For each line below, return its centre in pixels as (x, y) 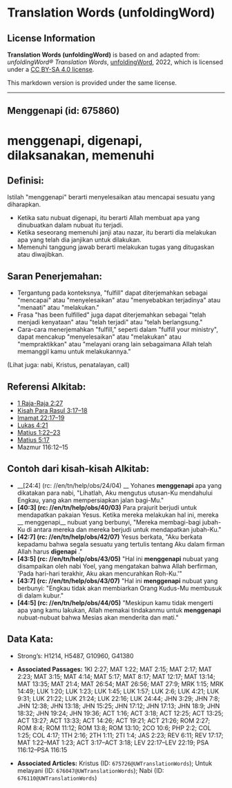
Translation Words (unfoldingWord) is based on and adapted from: (104, 55)
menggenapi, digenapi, (75, 140)
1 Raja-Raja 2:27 (40, 403)
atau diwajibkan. (40, 255)
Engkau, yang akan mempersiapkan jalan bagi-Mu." (90, 500)
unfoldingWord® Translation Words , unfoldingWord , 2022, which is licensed (115, 62)
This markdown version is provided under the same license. (92, 83)
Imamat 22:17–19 (41, 418)
